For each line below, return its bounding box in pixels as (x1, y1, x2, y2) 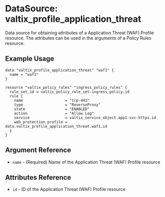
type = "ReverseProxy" (14, 102, 101, 107)
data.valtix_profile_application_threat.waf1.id (5, 124, 108, 129)
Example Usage (5, 55, 55, 63)
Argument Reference (5, 146, 71, 155)
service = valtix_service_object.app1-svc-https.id (14, 115, 156, 120)
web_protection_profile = (14, 119, 68, 124)
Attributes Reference (5, 173, 71, 182)
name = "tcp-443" (14, 98, 90, 103)
